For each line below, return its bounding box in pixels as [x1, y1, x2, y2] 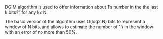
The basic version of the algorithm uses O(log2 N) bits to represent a [5, 19, 145, 24]
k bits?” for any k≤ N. [5, 9, 48, 15]
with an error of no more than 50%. [5, 29, 77, 35]
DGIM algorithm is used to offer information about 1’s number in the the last [5, 4, 158, 10]
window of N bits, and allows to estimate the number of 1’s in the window [5, 24, 153, 30]
